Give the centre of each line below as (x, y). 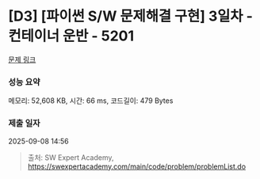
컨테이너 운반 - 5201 (71, 36)
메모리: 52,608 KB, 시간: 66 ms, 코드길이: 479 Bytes (91, 101)
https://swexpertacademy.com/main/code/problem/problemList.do (137, 166)
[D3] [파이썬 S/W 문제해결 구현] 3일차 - (131, 16)
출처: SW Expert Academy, (71, 157)
